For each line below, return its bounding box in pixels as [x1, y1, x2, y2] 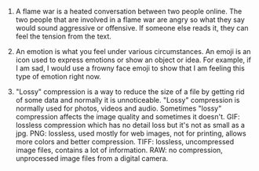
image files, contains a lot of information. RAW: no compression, [15, 145, 224, 155]
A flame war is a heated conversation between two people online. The [15, 7, 243, 16]
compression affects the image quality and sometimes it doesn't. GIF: [15, 112, 241, 121]
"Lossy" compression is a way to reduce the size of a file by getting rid [15, 87, 245, 96]
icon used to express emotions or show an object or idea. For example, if [15, 55, 251, 64]
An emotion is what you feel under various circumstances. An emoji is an [15, 47, 251, 56]
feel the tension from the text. [15, 31, 112, 41]
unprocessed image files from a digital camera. [15, 154, 169, 163]
